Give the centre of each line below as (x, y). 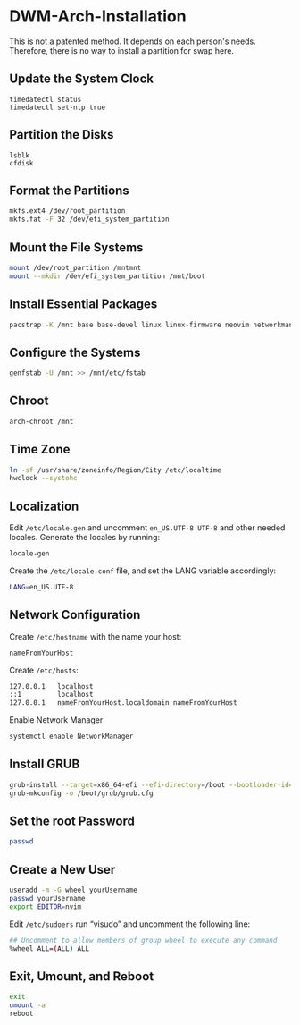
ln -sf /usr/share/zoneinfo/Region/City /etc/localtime (115, 470)
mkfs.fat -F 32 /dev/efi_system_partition (89, 220)
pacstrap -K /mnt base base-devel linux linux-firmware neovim (129, 325)
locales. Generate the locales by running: (85, 538)
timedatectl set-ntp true (57, 107)
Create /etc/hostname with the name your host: (96, 636)
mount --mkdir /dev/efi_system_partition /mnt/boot (107, 276)
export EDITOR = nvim (46, 906)
